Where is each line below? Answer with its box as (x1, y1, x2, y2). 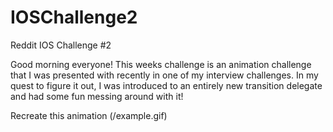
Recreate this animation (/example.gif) (10, 109, 168, 121)
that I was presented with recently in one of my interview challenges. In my (10, 69, 319, 81)
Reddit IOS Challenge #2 (10, 39, 112, 51)
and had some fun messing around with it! (10, 90, 184, 102)
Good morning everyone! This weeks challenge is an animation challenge (10, 58, 312, 70)
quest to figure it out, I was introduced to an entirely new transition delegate (10, 79, 323, 91)
